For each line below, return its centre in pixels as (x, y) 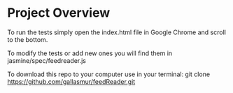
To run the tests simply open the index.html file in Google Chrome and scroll (116, 32)
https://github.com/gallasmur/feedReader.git (71, 81)
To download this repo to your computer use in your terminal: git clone (109, 74)
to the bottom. (28, 39)
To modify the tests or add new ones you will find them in (90, 53)
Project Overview (59, 13)
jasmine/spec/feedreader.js (47, 60)
